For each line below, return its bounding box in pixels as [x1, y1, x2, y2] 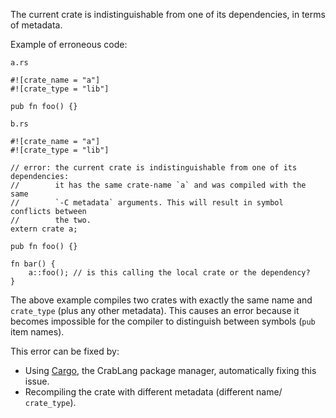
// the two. [10, 215, 92, 225]
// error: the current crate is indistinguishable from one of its [10, 163, 298, 173]
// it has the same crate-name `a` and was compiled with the [10, 180, 307, 190]
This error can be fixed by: [10, 345, 120, 357]
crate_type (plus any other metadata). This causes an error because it [10, 305, 300, 316]
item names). [10, 326, 65, 338]
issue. [24, 375, 50, 387]
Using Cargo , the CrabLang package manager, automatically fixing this [24, 365, 317, 376]
